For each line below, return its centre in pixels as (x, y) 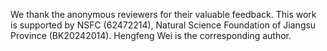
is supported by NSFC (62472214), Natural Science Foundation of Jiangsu (163, 25)
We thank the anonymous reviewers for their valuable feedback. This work (163, 14)
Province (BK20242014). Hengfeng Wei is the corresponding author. (151, 35)
